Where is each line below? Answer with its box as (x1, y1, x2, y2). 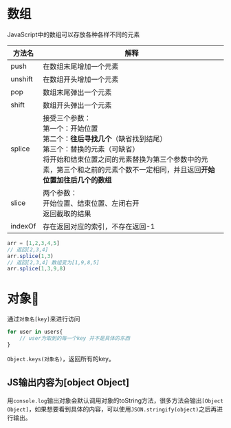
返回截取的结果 (42, 208, 91, 218)
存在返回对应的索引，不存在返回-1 (42, 222, 155, 231)
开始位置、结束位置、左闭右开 (42, 198, 140, 208)
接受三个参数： (42, 113, 91, 122)
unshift (10, 74, 33, 83)
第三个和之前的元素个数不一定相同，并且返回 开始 (56, 164, 215, 174)
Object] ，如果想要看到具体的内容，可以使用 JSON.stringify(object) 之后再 (7, 405, 217, 413)
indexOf (10, 221, 36, 231)
